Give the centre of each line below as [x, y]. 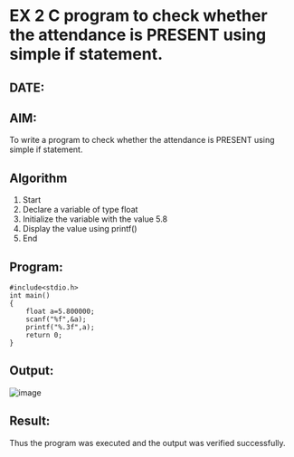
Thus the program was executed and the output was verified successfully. [148, 443]
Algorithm [38, 178]
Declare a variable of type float [80, 210]
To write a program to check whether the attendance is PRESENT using [142, 140]
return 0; [44, 336]
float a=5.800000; [60, 312]
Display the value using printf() [80, 229]
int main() [30, 296]
